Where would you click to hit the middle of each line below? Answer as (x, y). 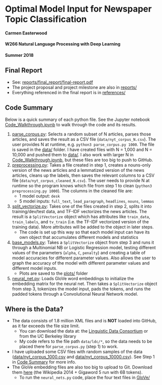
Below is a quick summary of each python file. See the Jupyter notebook (77, 119)
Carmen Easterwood (26, 33)
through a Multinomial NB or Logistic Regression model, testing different (84, 247)
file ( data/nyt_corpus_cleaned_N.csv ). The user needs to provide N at (81, 180)
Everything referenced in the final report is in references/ (69, 92)
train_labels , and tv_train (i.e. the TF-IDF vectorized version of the (80, 221)
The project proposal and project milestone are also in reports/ (74, 87)
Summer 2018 (19, 55)
